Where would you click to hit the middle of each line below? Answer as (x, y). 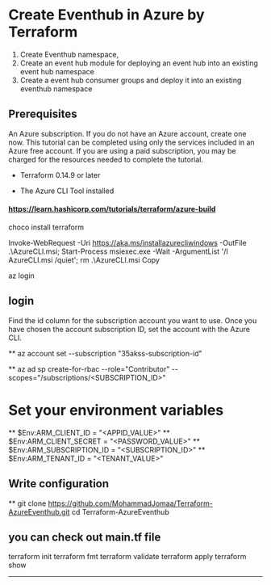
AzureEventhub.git (39, 511)
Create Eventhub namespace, (69, 54)
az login (21, 276)
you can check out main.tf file (85, 537)
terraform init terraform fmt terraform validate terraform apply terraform (127, 557)
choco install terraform (46, 227)
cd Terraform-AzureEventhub (120, 511)
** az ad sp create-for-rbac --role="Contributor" (89, 368)
